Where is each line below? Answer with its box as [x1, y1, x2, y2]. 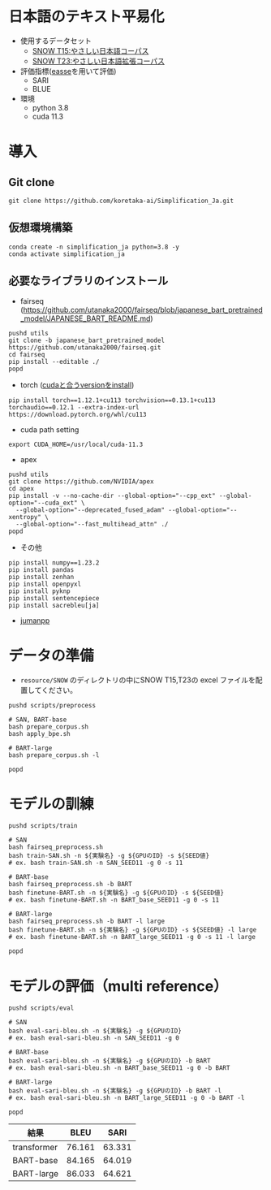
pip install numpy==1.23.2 [8, 558, 100, 567]
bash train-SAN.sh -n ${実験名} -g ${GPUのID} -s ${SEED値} [8, 852, 209, 860]
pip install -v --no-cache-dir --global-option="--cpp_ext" [8, 491, 217, 500]
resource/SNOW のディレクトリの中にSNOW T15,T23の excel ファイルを [19, 675, 256, 685]
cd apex [8, 484, 35, 492]
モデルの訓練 [8, 794, 95, 813]
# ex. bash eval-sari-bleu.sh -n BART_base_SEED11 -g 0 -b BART [8, 1064, 230, 1072]
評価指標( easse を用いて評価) [19, 66, 117, 76]
